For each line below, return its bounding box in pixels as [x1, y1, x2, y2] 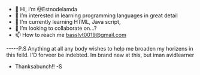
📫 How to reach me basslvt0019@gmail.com [14, 32, 127, 38]
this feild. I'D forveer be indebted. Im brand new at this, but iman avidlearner [6, 51, 195, 58]
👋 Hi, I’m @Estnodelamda [14, 6, 78, 12]
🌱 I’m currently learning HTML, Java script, [14, 18, 121, 25]
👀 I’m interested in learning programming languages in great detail [14, 12, 178, 19]
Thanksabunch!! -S [14, 63, 62, 70]
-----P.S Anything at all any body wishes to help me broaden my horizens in [6, 45, 193, 52]
